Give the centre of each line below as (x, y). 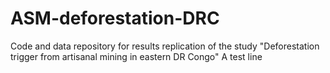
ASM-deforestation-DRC (115, 18)
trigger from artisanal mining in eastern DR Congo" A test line (136, 56)
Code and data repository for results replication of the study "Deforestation (165, 46)
